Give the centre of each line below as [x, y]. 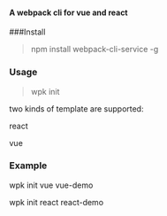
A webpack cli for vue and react [68, 12]
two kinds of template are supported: [76, 108]
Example [28, 166]
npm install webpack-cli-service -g [95, 50]
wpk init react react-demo [57, 202]
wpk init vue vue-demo [51, 185]
